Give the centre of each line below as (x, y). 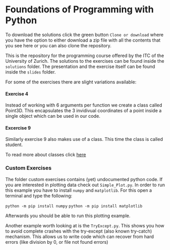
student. (14, 145)
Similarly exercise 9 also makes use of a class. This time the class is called (84, 139)
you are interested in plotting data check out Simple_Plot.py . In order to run (85, 185)
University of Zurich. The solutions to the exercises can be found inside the (85, 61)
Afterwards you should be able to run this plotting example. (68, 216)
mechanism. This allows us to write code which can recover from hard (80, 236)
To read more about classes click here (46, 155)
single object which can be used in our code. (53, 116)
